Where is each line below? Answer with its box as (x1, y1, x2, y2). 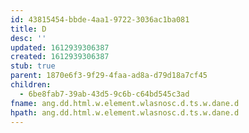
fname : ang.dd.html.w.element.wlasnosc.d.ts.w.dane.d (10, 98, 240, 108)
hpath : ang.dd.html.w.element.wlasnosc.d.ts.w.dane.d (10, 107, 240, 118)
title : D (10, 24, 47, 34)
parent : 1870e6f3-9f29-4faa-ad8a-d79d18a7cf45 (10, 71, 208, 81)
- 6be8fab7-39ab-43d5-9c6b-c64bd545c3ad (19, 89, 190, 99)
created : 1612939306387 (10, 52, 110, 62)
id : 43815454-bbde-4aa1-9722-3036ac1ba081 (10, 14, 190, 25)
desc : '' (10, 33, 47, 43)
